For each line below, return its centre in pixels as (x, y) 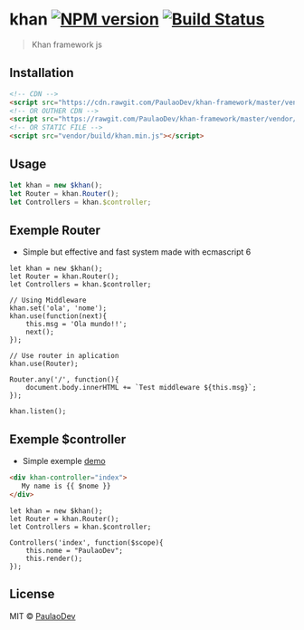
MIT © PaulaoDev (43, 615)
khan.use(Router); (44, 364)
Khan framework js (66, 44)
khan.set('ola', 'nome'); (58, 308)
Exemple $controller (68, 439)
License (32, 594)
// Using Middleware (48, 300)
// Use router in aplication (64, 356)
